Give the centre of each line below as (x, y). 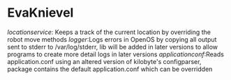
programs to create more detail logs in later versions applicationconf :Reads (116, 54)
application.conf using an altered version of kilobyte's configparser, (104, 61)
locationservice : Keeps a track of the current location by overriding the (109, 32)
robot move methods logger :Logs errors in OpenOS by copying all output (112, 39)
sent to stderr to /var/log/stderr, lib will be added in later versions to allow (113, 47)
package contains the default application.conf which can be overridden (110, 69)
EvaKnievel (40, 13)
